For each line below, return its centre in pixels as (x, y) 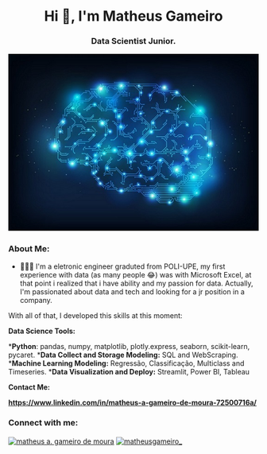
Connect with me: (43, 423)
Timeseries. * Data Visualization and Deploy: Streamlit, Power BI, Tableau (129, 371)
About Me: (29, 249)
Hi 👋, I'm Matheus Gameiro (133, 16)
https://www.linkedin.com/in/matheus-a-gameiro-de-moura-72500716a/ (132, 402)
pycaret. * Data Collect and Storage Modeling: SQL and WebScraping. (123, 355)
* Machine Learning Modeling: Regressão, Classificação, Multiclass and (126, 363)
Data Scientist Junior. (133, 41)
